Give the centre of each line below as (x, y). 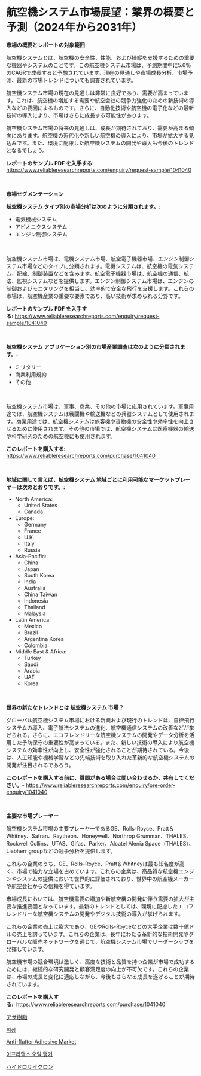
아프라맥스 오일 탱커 (29, 1054)
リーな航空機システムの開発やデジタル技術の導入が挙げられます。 (103, 914)
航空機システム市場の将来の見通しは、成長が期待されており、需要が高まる (98, 128)
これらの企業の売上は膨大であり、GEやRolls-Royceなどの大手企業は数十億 (98, 926)
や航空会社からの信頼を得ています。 (51, 886)
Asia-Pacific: (31, 556)
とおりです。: (49, 487)
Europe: (25, 518)
